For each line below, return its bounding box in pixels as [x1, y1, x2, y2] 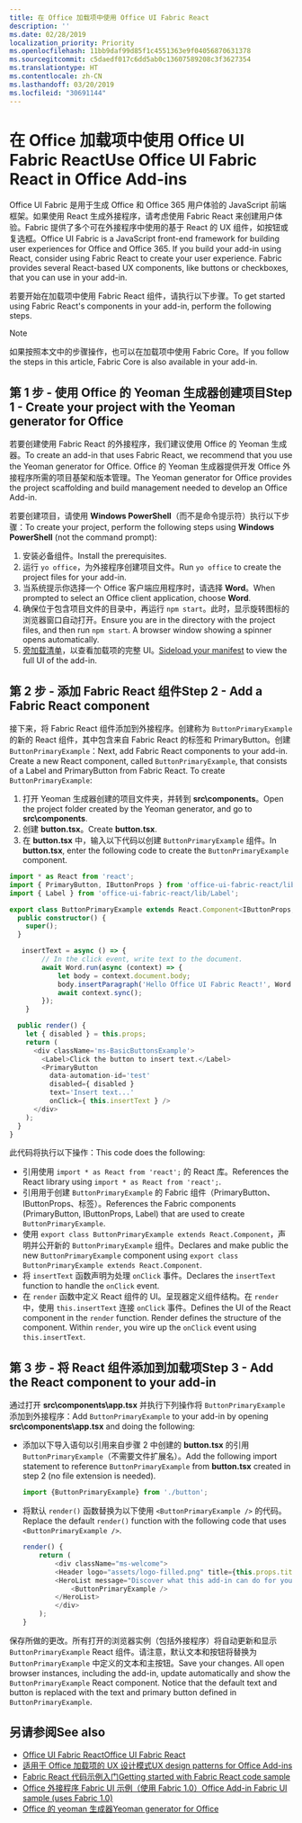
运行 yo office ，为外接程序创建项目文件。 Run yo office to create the [22, 561, 281, 572]
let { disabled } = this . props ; [25, 1029, 147, 1039]
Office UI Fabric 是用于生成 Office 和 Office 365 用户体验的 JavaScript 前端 [9, 200, 287, 211]
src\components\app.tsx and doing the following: [9, 1421, 196, 1432]
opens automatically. [22, 634, 100, 645]
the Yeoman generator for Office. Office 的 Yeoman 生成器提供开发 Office [9, 461, 281, 472]
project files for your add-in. [22, 572, 128, 583]
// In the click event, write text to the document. [41, 955, 244, 964]
